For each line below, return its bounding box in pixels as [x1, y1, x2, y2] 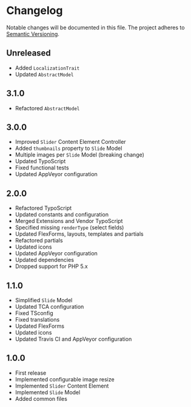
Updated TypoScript [15, 158, 66, 165]
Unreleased [6, 48, 52, 58]
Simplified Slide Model [15, 297, 73, 303]
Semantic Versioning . [6, 30, 59, 37]
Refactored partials [15, 237, 63, 244]
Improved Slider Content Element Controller [15, 138, 126, 146]
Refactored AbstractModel [15, 104, 80, 111]
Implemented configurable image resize [15, 375, 115, 383]
